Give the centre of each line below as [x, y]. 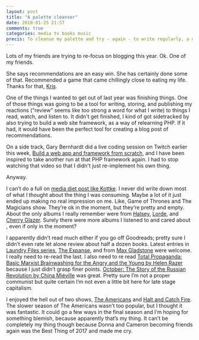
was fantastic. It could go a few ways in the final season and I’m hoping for [97, 312]
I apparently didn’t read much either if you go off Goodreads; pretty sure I [96, 238]
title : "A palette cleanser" [42, 17]
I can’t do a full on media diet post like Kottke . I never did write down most [96, 189]
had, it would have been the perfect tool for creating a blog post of [87, 129]
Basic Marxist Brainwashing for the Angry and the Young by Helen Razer [94, 263]
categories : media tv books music [49, 34]
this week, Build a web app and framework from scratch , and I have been [95, 153]
